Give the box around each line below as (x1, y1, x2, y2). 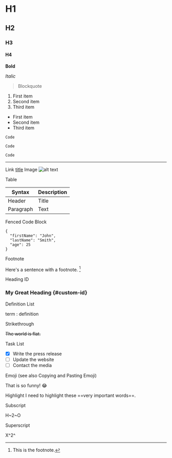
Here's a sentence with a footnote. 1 (5, 265, 81, 273)
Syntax (11, 188, 30, 196)
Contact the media (12, 362, 52, 368)
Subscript (5, 402, 26, 408)
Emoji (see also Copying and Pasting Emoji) (5, 372, 97, 378)
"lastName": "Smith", (10, 237, 56, 243)
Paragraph (8, 205, 33, 213)
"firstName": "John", (10, 233, 56, 238)
